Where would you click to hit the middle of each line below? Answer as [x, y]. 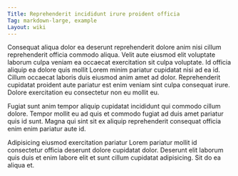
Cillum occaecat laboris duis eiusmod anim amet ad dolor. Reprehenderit [114, 77]
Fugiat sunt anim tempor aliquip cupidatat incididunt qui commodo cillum [114, 106]
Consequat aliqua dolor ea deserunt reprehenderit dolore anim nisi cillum [115, 48]
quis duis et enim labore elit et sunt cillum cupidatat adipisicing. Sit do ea [114, 158]
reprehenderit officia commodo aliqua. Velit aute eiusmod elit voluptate [112, 55]
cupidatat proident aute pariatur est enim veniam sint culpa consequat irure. [119, 85]
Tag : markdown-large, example [52, 21]
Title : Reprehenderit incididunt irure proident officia [94, 14]
